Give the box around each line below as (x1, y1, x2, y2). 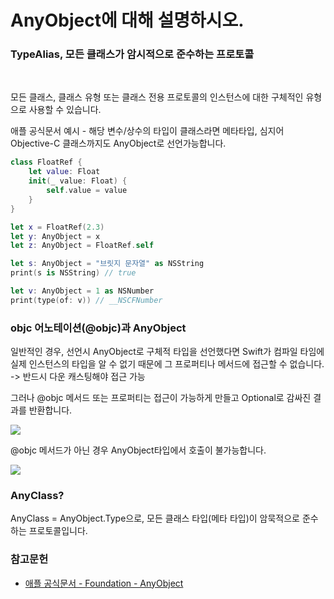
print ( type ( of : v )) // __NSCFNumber (10, 295, 163, 305)
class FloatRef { (10, 157, 83, 168)
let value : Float (28, 167, 101, 177)
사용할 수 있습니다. (28, 104, 102, 116)
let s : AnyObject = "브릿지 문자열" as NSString (10, 259, 205, 269)
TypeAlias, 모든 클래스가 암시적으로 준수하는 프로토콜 (10, 47, 255, 61)
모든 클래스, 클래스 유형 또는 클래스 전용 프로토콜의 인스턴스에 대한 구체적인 (10, 91, 304, 103)
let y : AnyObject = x (10, 231, 101, 241)
